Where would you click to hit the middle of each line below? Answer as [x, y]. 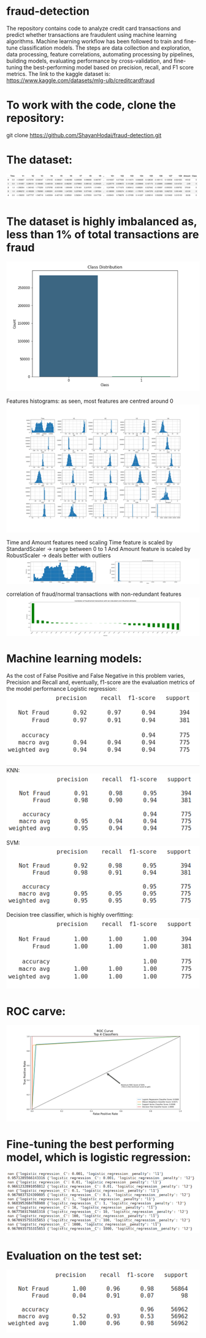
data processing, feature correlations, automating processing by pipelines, [100, 54]
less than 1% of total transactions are [103, 234]
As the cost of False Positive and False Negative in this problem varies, [96, 675]
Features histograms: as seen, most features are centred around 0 [90, 401]
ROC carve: [36, 1011]
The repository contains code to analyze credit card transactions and [93, 28]
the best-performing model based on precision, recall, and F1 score [109, 67]
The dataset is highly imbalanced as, [102, 221]
